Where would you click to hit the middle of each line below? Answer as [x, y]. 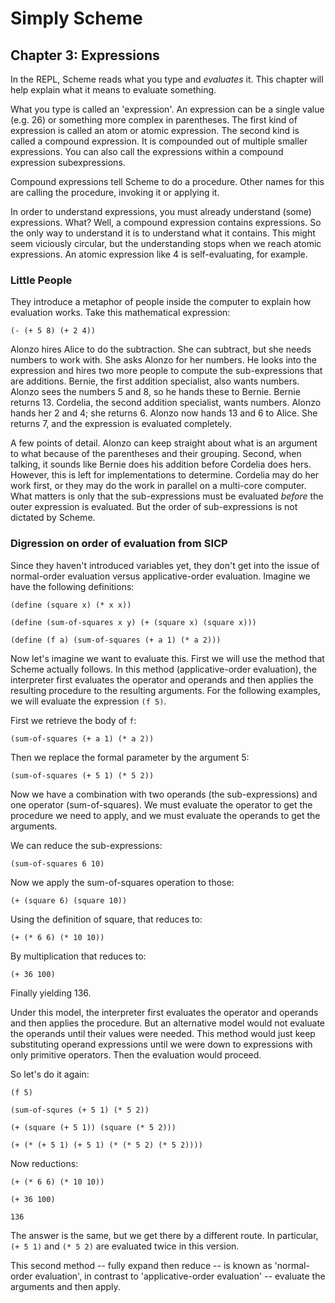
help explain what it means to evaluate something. [113, 90]
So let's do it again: [50, 1074]
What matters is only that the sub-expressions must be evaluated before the [167, 496]
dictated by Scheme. [53, 518]
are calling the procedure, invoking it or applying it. [115, 192]
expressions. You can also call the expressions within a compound [147, 151]
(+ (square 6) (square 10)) [69, 900]
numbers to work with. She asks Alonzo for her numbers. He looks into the [163, 360]
